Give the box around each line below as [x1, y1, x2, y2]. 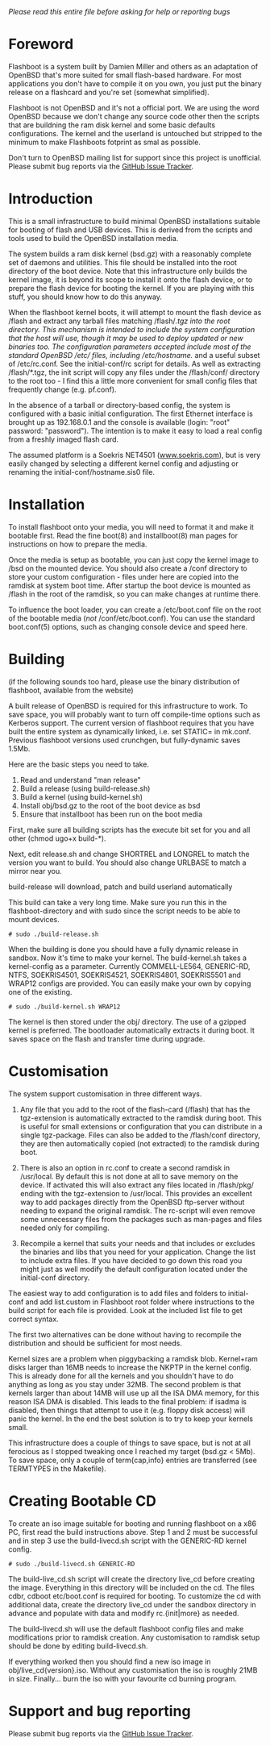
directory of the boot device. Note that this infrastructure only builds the [8, 266, 247, 276]
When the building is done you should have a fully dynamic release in [8, 944, 239, 954]
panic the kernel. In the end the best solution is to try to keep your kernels [8, 1414, 254, 1424]
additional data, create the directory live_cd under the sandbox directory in [8, 1599, 256, 1609]
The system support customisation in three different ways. [8, 1088, 202, 1099]
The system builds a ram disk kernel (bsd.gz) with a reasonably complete [8, 249, 252, 259]
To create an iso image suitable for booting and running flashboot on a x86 [8, 1519, 256, 1528]
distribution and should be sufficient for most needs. [8, 1338, 183, 1348]
